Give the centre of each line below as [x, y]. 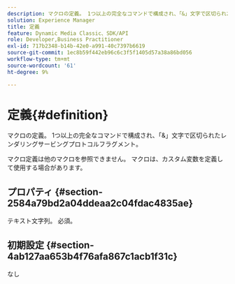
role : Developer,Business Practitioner [65, 40]
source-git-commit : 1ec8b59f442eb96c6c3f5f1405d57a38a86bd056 [100, 53]
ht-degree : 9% [28, 72]
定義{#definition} [58, 115]
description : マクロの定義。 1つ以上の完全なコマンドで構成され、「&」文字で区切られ [117, 14]
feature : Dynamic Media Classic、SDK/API [68, 33]
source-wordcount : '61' [42, 66]
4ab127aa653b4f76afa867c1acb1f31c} [93, 256]
